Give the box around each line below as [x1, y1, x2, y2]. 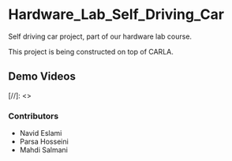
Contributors [8, 110, 59, 122]
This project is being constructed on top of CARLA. [8, 47, 174, 56]
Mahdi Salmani [19, 145, 69, 155]
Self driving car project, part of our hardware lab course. [8, 32, 192, 41]
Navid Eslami [19, 129, 62, 138]
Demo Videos [8, 69, 77, 84]
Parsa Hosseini [19, 137, 69, 147]
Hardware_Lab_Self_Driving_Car [8, 6, 225, 24]
